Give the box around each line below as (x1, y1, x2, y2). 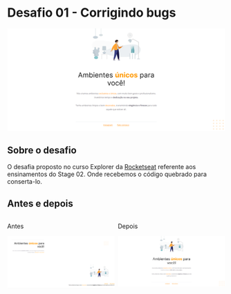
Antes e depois (7, 198, 74, 209)
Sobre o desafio (7, 144, 77, 157)
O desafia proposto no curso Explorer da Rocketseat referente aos (7, 163, 196, 171)
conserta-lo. (7, 178, 43, 186)
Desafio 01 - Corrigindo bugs (7, 5, 176, 21)
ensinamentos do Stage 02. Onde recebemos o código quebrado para (7, 170, 207, 178)
